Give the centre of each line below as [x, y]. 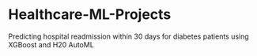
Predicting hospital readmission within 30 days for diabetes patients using [128, 36]
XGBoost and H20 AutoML [51, 44]
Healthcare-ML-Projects [90, 15]
